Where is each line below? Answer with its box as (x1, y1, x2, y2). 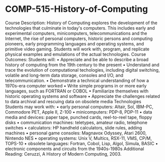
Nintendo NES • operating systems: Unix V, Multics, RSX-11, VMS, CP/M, (5, 135, 152, 141)
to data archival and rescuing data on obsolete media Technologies (5, 98, 141, 104)
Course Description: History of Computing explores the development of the (5, 20, 158, 26)
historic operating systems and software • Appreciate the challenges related (5, 93, 160, 99)
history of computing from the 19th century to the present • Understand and (5, 62, 160, 68)
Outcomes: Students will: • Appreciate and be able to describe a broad (5, 56, 149, 62)
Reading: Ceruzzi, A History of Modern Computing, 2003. (5, 151, 122, 157)
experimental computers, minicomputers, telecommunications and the (5, 30, 148, 36)
